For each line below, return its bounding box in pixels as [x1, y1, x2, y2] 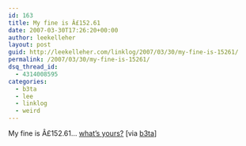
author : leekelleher [8, 33, 77, 42]
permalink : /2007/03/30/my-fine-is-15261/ [8, 56, 150, 64]
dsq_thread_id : [8, 63, 59, 71]
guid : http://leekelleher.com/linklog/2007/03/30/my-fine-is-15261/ [8, 48, 239, 56]
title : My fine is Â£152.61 [8, 19, 101, 27]
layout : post [8, 41, 51, 49]
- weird [15, 107, 41, 115]
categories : [8, 77, 47, 85]
